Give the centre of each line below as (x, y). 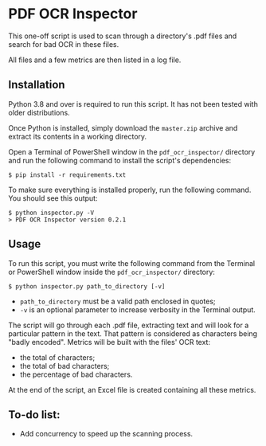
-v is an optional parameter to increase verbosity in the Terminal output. (138, 309)
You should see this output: (53, 198)
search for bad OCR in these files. (64, 44)
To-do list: (35, 415)
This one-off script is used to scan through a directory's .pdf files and (123, 36)
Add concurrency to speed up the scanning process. (106, 434)
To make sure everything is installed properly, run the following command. (130, 190)
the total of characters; (57, 357)
